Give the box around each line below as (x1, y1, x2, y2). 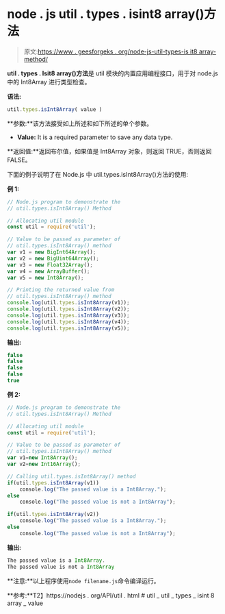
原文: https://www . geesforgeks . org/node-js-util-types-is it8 (23, 47, 198, 56)
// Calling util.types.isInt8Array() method (7, 473, 136, 480)
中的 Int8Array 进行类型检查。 (7, 77, 91, 86)
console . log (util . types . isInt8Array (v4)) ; (7, 318, 130, 326)
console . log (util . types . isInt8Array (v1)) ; (7, 299, 130, 306)
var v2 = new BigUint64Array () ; (7, 255, 99, 262)
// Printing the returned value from (7, 286, 115, 293)
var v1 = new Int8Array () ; (7, 454, 78, 461)
